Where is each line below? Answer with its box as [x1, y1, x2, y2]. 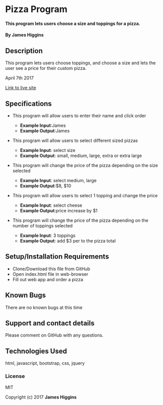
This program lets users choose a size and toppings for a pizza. [5, 20, 141, 26]
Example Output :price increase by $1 [20, 208, 98, 213]
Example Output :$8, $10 [20, 183, 71, 189]
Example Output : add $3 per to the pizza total [20, 238, 116, 244]
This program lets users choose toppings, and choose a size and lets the [5, 60, 156, 66]
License [5, 373, 25, 380]
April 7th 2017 [5, 75, 34, 81]
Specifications [5, 99, 52, 108]
